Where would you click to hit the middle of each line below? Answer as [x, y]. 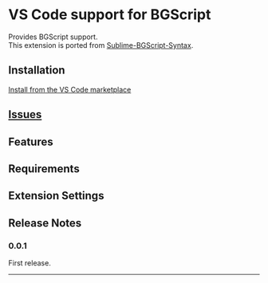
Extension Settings [56, 196]
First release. [30, 263]
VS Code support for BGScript [110, 15]
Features [31, 141]
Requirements [44, 169]
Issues [25, 114]
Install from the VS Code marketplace [70, 89]
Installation [37, 71]
